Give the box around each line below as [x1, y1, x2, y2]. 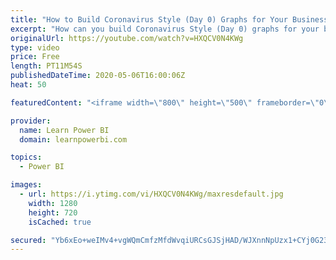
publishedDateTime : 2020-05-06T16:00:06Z [10, 71, 186, 81]
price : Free [10, 52, 60, 62]
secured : [10, 235, 47, 245]
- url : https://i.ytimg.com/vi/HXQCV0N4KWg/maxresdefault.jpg [19, 189, 284, 199]
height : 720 [28, 207, 78, 218]
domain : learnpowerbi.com [19, 134, 128, 145]
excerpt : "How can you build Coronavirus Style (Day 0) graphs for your [10, 24, 320, 34]
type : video [10, 42, 60, 53]
